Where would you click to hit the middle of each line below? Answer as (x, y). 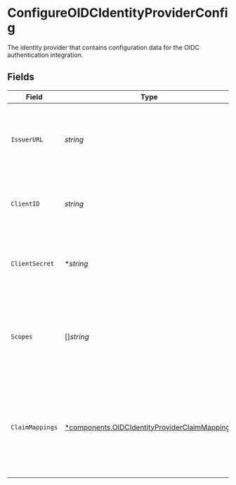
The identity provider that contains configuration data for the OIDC (104, 47)
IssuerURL (27, 139)
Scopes (22, 336)
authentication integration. (45, 55)
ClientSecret (33, 263)
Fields (21, 77)
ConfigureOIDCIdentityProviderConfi (118, 13)
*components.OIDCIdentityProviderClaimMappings (149, 427)
